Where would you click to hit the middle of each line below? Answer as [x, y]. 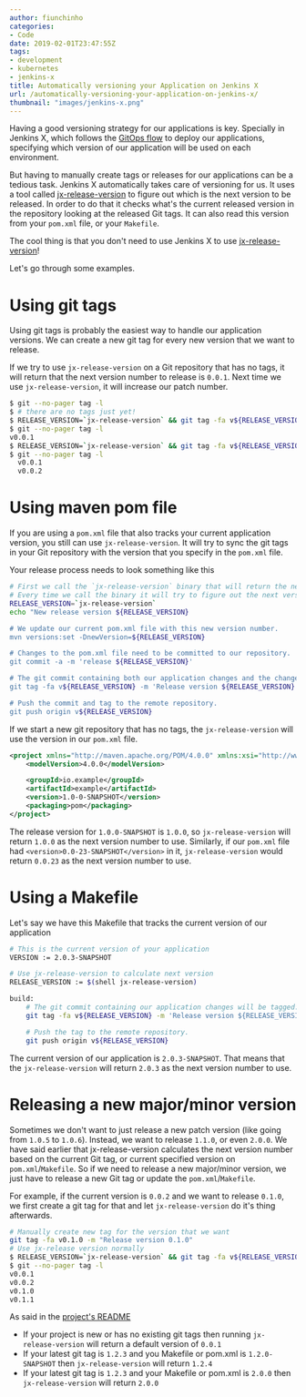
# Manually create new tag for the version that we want [120, 1232]
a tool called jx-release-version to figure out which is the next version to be [150, 194]
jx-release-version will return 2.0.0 [91, 1383]
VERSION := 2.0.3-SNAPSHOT [61, 957]
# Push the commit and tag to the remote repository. [114, 703]
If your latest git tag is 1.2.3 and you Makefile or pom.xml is [134, 1354]
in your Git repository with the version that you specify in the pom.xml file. [147, 553]
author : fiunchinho [46, 18]
